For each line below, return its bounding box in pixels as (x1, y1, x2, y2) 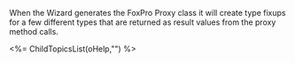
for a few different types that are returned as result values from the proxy (9, 17, 276, 28)
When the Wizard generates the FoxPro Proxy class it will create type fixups (9, 8, 286, 18)
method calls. (9, 27, 59, 36)
